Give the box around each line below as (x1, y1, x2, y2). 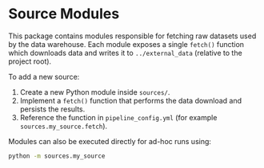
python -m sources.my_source (8, 152, 106, 160)
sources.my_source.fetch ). (19, 121, 108, 131)
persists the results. (19, 104, 86, 114)
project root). (8, 57, 52, 66)
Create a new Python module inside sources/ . (19, 87, 170, 96)
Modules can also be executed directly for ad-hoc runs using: (8, 136, 212, 146)
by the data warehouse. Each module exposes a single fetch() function (8, 39, 245, 49)
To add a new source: (8, 72, 80, 81)
